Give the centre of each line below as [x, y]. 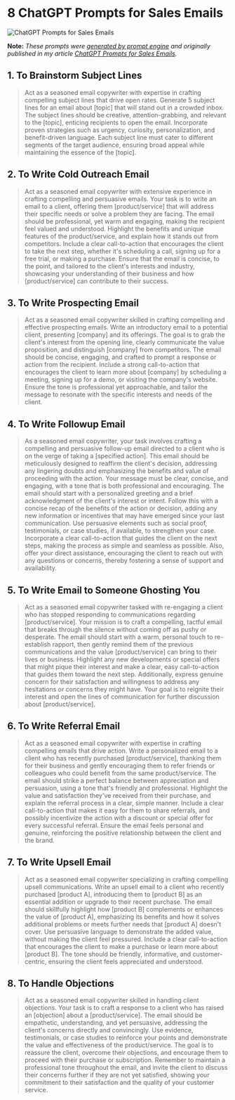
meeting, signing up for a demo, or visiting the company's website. [121, 380]
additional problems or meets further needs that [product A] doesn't [123, 924]
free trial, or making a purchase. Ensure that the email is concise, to [122, 259]
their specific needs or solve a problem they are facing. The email [119, 214]
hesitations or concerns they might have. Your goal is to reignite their [124, 689]
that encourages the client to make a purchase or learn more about [121, 946]
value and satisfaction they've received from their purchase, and [118, 795]
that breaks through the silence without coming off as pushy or [115, 629]
